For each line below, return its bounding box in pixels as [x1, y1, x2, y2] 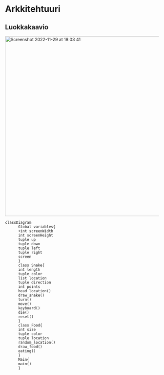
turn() [18, 297, 32, 302]
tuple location [18, 336, 49, 341]
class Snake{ [18, 263, 45, 268]
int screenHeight [18, 233, 54, 238]
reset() [18, 314, 34, 319]
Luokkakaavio [5, 23, 49, 31]
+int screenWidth [18, 229, 54, 234]
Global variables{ [18, 224, 56, 229]
